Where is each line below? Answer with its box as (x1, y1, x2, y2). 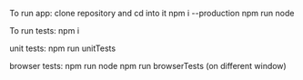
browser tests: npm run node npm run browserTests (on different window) (9, 61, 287, 71)
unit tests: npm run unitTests (9, 43, 116, 54)
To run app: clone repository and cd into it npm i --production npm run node (9, 8, 295, 18)
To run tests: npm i (9, 25, 80, 35)
